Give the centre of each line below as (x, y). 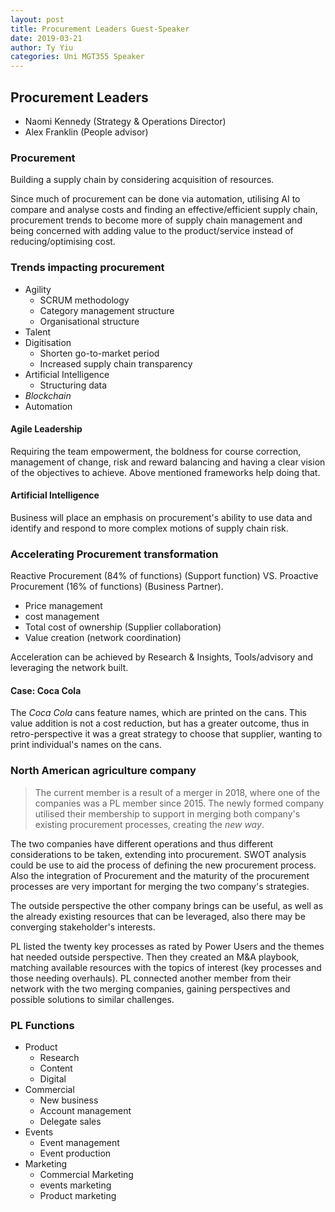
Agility (38, 289)
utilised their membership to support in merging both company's (167, 813)
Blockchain (48, 395)
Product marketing (78, 1196)
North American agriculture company (103, 771)
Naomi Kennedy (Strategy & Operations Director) (125, 121)
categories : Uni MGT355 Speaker (77, 57)
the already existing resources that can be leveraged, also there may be (158, 916)
